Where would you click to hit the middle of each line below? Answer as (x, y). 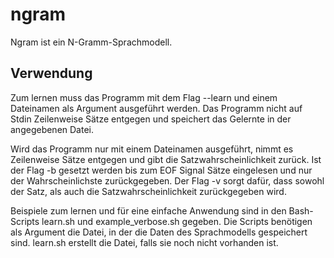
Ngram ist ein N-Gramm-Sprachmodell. (91, 42)
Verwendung (51, 73)
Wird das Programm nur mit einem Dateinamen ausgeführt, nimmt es (152, 149)
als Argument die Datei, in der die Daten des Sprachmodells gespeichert (159, 232)
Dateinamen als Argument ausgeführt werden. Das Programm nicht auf (156, 108)
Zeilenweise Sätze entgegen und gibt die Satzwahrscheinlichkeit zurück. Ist (166, 159)
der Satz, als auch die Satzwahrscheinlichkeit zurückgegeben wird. (148, 191)
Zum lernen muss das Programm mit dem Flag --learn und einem (144, 97)
